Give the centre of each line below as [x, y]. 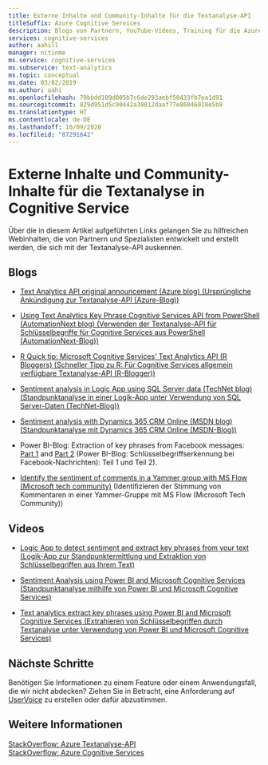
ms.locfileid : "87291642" [51, 134]
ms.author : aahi [35, 90]
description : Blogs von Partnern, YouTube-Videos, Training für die [124, 30]
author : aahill [33, 46]
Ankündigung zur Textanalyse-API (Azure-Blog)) [99, 300]
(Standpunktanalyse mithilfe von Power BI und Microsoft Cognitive [129, 589]
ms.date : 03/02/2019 [43, 82]
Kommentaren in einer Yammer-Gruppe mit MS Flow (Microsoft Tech [132, 495]
